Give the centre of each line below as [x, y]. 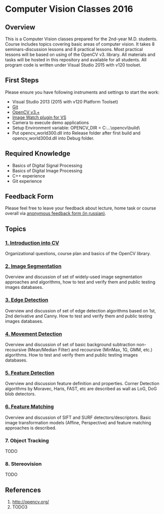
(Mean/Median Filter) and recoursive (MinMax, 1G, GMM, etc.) [90, 350]
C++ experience [29, 176]
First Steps [22, 80]
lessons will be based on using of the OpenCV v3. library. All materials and [80, 54]
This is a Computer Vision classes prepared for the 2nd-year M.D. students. [81, 39]
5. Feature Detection [30, 373]
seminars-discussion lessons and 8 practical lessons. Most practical [74, 49]
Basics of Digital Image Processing [47, 171]
